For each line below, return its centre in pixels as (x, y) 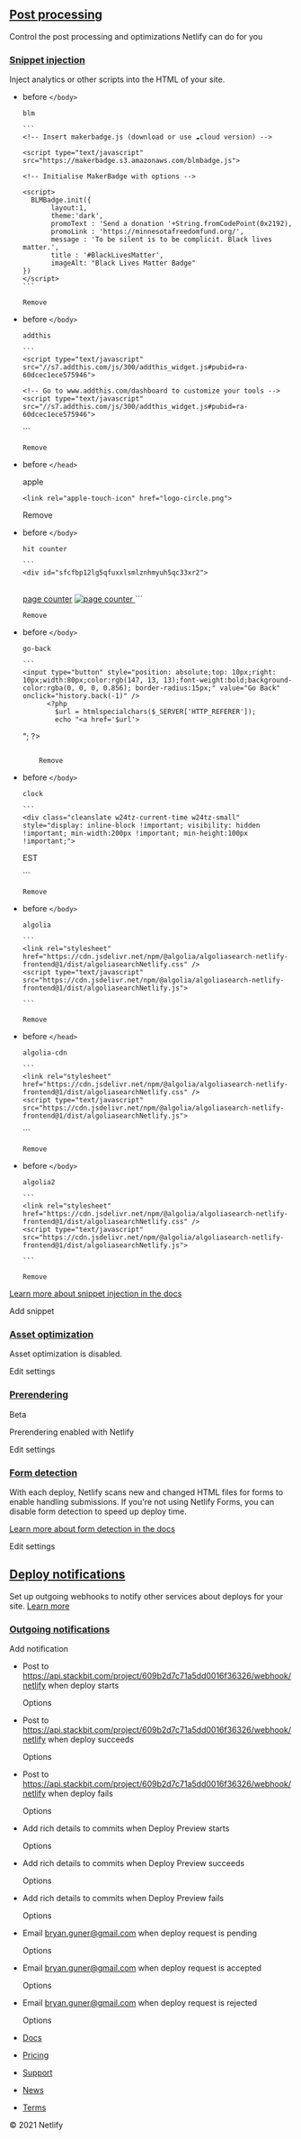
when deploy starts (84, 1686)
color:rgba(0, (49, 688)
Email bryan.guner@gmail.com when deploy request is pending (140, 1933)
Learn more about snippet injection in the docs (96, 1294)
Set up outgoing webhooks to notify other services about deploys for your (146, 1596)
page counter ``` (83, 599)
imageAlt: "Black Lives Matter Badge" (123, 263)
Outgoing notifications (60, 1629)
